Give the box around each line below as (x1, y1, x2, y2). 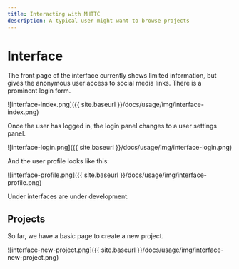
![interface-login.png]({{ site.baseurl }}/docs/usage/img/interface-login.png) (7, 143, 233, 152)
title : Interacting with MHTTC (7, 10, 101, 18)
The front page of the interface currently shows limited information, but (7, 71, 217, 80)
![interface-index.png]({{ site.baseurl (7, 101, 116, 109)
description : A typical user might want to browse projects (7, 17, 190, 24)
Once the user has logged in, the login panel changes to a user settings (7, 122, 218, 131)
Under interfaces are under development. (7, 192, 130, 201)
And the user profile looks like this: (7, 157, 109, 166)
